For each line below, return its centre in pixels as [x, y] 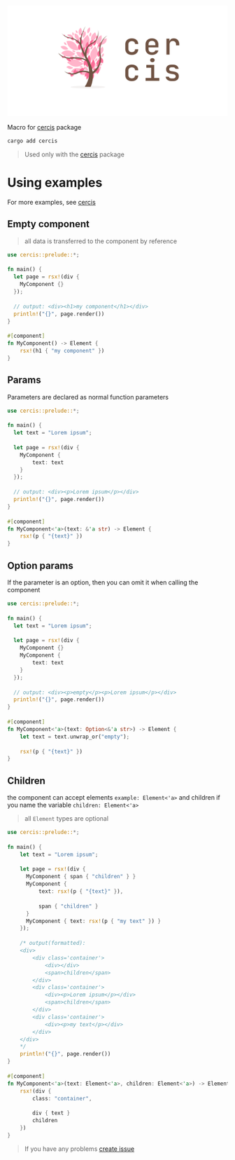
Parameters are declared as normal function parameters [88, 397]
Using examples [55, 183]
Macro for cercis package [44, 127]
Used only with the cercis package [74, 154]
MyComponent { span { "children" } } [81, 877]
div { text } [51, 1113]
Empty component [48, 224]
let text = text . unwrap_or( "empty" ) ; [75, 737]
